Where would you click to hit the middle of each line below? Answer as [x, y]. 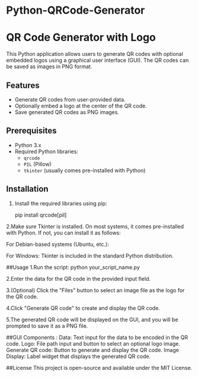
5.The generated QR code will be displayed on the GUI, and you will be [92, 319]
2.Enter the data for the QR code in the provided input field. [79, 278]
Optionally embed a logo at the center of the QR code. [81, 106]
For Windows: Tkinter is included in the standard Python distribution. [90, 255]
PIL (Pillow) [37, 164]
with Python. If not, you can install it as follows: [64, 233]
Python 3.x [28, 145]
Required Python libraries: [47, 151]
